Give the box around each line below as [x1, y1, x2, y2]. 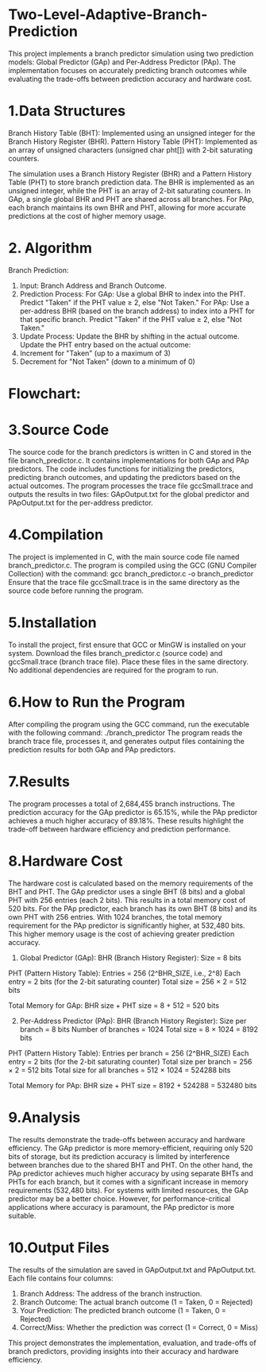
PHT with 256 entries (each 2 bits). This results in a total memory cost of [8, 895, 246, 905]
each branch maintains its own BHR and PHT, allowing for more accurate [8, 203, 246, 212]
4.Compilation [8, 526, 104, 544]
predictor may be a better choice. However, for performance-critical [8, 1194, 231, 1203]
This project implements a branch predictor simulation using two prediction [8, 48, 254, 58]
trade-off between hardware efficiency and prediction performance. [8, 824, 231, 834]
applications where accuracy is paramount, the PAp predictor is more [8, 1202, 235, 1211]
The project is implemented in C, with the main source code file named [8, 552, 240, 561]
